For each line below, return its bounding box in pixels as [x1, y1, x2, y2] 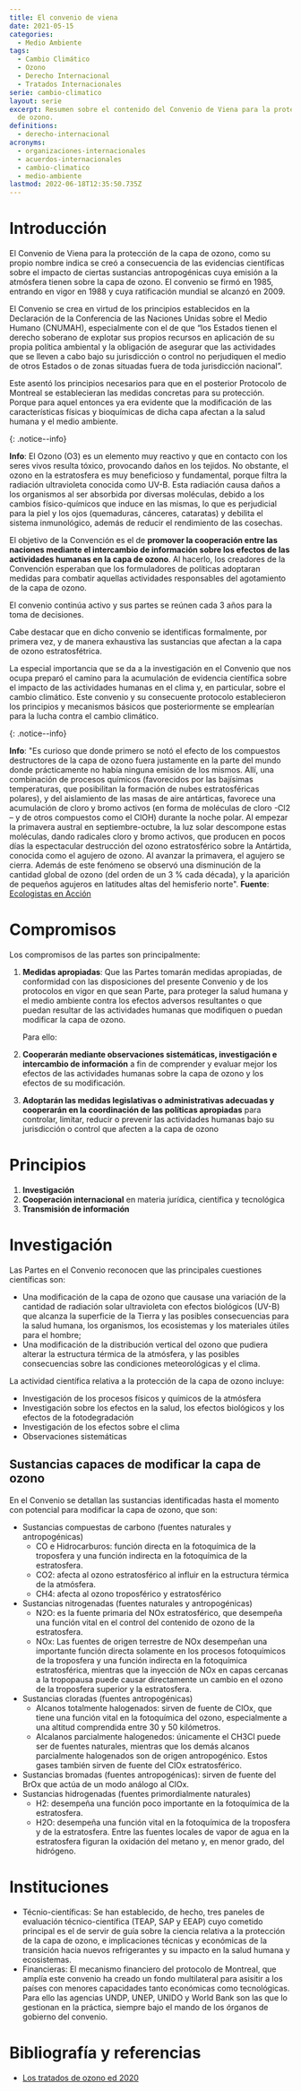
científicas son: [9, 1274, 65, 1284]
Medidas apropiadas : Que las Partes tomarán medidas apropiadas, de [21, 967, 282, 977]
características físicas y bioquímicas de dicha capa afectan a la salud [9, 407, 266, 418]
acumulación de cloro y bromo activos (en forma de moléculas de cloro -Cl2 [9, 803, 291, 814]
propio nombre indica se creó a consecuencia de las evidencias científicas [9, 257, 285, 269]
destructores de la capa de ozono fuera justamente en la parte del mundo [9, 755, 281, 766]
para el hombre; [21, 1329, 82, 1340]
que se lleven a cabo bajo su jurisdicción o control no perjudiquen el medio [9, 351, 287, 362]
